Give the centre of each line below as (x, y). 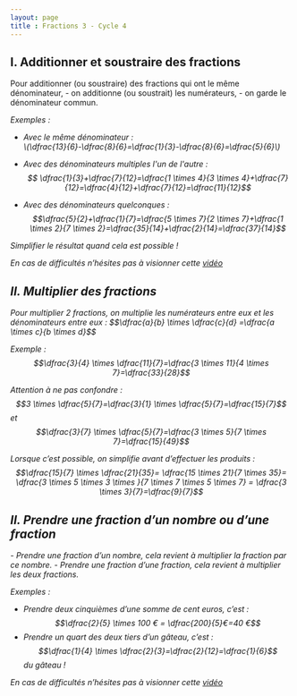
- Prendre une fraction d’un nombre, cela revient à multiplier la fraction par (148, 555)
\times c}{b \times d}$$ (53, 332)
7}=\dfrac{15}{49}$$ (151, 441)
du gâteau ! (44, 665)
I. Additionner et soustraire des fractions (125, 62)
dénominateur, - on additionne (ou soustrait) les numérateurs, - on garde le (148, 93)
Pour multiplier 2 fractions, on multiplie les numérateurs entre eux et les (142, 313)
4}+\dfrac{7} (265, 178)
